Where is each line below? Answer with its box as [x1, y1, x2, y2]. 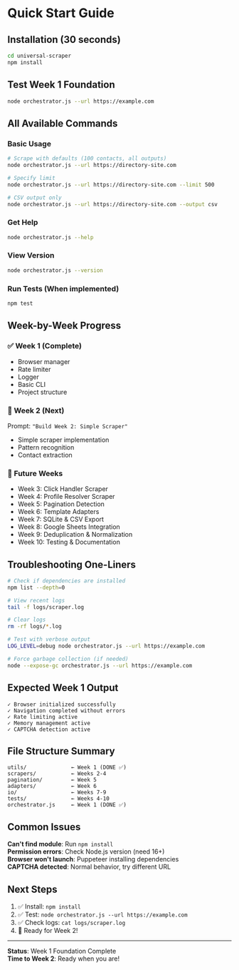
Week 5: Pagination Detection [17, 500, 105, 508]
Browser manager [17, 357, 70, 365]
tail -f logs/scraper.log [7, 603, 84, 611]
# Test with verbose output [7, 636, 91, 643]
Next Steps [7, 883, 58, 895]
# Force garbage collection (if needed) [7, 655, 129, 662]
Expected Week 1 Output [7, 682, 119, 694]
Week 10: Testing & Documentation [17, 537, 121, 547]
